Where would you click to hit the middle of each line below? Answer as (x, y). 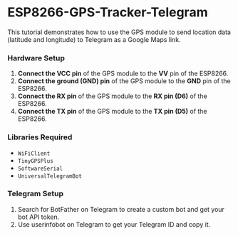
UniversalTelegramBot (50, 176)
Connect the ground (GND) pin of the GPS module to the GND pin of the (124, 81)
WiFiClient (34, 154)
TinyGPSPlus (35, 161)
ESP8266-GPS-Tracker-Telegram (108, 12)
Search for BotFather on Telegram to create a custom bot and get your (121, 209)
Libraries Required (40, 137)
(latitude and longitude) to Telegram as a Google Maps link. (94, 39)
